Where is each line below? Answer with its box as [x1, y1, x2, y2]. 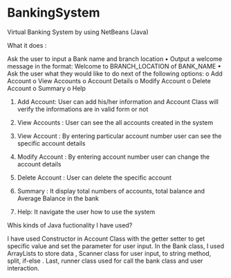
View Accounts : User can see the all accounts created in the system [17, 118, 214, 126]
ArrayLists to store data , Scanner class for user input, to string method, [7, 249, 212, 257]
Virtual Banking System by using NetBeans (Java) [7, 28, 149, 36]
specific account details [17, 139, 86, 147]
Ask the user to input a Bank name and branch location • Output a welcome [7, 54, 223, 63]
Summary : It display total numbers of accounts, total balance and [17, 186, 205, 195]
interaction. [7, 263, 40, 272]
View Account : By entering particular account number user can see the [17, 132, 222, 140]
